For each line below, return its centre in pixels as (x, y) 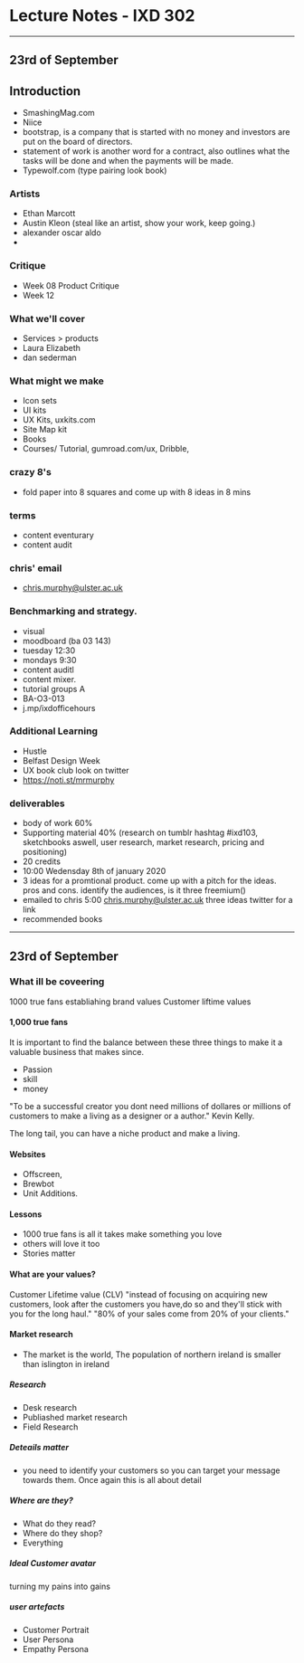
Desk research (50, 1407)
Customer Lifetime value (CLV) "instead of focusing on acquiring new (139, 1294)
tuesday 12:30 (48, 650)
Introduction (45, 91)
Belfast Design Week (62, 760)
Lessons (26, 1214)
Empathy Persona (55, 1649)
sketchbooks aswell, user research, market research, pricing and (143, 842)
